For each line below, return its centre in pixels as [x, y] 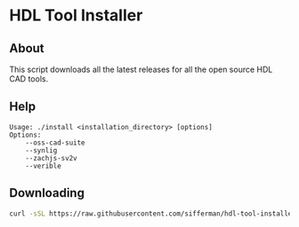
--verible [44, 166]
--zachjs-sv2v [51, 158]
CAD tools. [29, 79]
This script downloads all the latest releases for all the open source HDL [141, 69]
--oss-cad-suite [56, 143]
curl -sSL [28, 214]
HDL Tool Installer [76, 16]
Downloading [47, 193]
